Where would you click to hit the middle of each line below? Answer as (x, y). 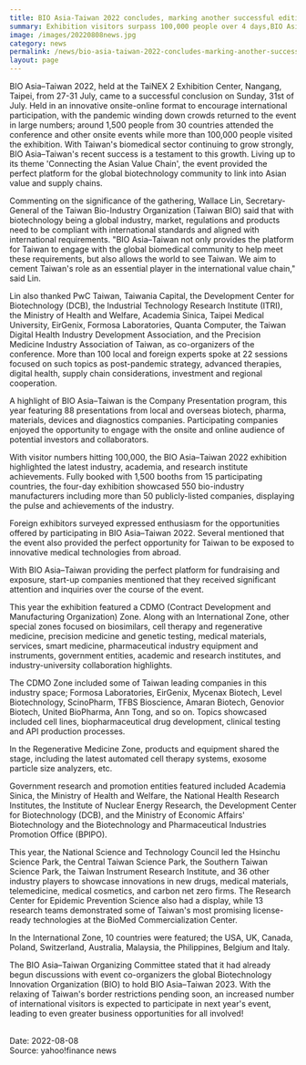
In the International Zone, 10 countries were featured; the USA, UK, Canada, (151, 937)
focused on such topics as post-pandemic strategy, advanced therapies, (146, 364)
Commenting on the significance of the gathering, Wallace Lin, (127, 201)
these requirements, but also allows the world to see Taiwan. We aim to (143, 259)
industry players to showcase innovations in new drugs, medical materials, (149, 881)
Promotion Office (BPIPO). (58, 834)
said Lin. (25, 278)
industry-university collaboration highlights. (91, 665)
